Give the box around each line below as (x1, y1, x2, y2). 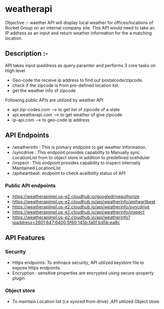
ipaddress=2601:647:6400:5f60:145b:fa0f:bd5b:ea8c (12, 219, 120, 225)
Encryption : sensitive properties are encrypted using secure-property (12, 270, 154, 276)
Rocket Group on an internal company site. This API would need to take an (5, 24, 155, 30)
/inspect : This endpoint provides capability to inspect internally (12, 160, 141, 166)
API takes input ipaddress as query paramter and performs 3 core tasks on (5, 62, 156, 68)
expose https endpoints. (12, 264, 61, 270)
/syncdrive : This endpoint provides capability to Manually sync (12, 149, 141, 155)
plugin (12, 275, 25, 281)
